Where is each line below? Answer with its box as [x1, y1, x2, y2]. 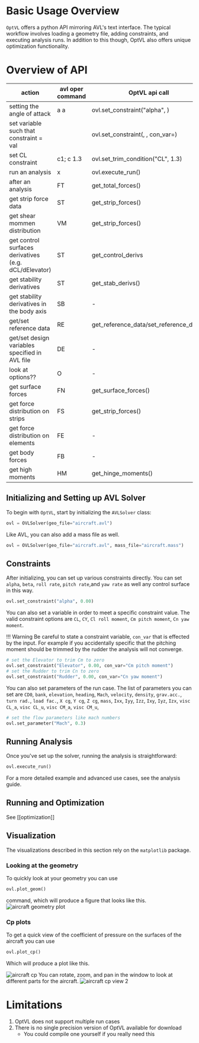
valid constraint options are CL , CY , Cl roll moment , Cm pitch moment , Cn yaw [6, 616, 190, 623]
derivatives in [9, 300, 47, 308]
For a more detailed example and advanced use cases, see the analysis [6, 774, 181, 782]
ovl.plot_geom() [6, 886, 46, 892]
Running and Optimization [6, 798, 105, 808]
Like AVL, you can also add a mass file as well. [6, 531, 120, 538]
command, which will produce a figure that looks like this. [6, 897, 147, 904]
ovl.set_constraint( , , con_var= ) [91, 130, 178, 139]
